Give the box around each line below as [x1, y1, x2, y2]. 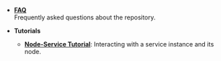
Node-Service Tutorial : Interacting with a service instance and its [24, 40, 215, 48]
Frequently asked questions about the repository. [13, 13, 156, 21]
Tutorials [13, 27, 41, 35]
